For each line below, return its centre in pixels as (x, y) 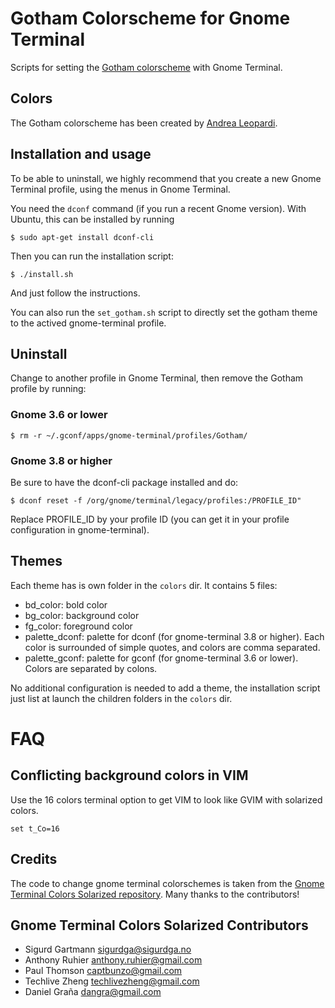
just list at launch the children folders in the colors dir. (121, 698)
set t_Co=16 (35, 828)
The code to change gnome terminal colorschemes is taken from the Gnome (167, 883)
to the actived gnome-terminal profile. (88, 323)
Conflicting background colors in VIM (129, 775)
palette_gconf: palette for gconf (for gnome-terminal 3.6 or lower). (161, 658)
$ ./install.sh (42, 274)
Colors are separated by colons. (91, 668)
